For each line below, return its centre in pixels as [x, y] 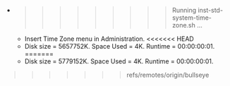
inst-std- [210, 10]
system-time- [192, 18]
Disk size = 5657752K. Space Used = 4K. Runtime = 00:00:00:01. [120, 46]
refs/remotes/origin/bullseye [168, 75]
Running [184, 10]
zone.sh [184, 25]
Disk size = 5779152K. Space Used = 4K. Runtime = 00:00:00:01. [119, 61]
